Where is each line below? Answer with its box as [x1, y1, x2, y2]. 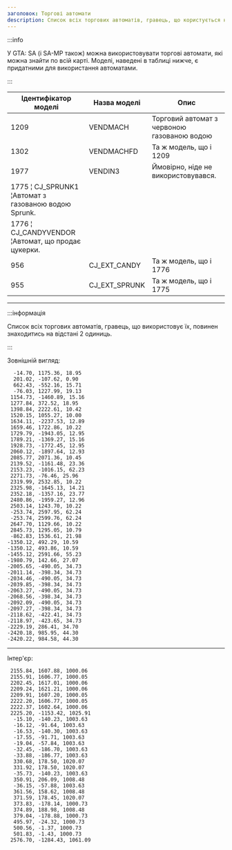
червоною [151, 122, 186, 132]
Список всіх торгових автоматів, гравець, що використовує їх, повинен [7, 322, 219, 330]
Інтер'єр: [7, 654, 33, 662]
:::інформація [7, 309, 46, 317]
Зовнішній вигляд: [7, 356, 61, 365]
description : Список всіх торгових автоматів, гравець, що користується [7, 17, 221, 23]
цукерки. [10, 244, 41, 254]
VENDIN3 [88, 166, 120, 176]
